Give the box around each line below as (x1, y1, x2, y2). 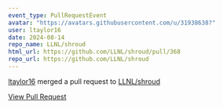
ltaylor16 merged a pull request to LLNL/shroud (8, 76, 161, 86)
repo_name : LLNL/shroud (8, 41, 86, 49)
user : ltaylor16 (8, 26, 61, 34)
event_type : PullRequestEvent (8, 11, 108, 20)
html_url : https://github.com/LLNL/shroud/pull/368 (8, 48, 181, 56)
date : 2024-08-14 (8, 33, 65, 42)
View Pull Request (8, 92, 67, 101)
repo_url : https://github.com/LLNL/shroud (8, 56, 149, 64)
